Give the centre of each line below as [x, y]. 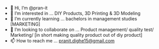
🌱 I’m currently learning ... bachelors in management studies [73, 19]
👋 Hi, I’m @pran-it [29, 8]
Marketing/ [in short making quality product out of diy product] [76, 35]
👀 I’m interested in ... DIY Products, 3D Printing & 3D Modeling [75, 13]
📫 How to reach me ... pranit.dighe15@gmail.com [62, 41]
